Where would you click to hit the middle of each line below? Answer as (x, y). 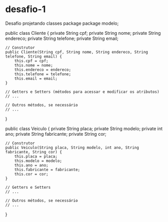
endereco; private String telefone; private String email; (62, 38)
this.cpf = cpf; (32, 61)
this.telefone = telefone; (43, 74)
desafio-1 (26, 9)
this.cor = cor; (32, 174)
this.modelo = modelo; (38, 161)
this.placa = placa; (36, 156)
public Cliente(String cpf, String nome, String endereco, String (77, 52)
